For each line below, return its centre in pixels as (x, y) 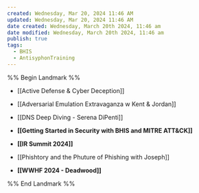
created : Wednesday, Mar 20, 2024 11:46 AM (70, 13)
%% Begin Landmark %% (44, 77)
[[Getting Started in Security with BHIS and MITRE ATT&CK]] (105, 130)
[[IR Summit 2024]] (45, 144)
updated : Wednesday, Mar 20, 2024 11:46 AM (70, 20)
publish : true (27, 39)
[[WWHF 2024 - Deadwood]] (59, 170)
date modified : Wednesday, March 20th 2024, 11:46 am (86, 33)
